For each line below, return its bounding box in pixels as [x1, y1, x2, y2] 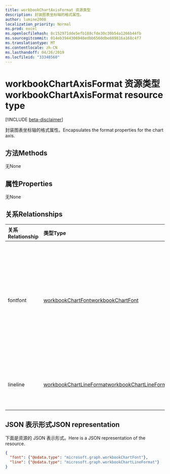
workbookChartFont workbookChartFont [43, 297, 139, 304]
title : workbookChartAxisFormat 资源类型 [5, 7, 91, 13]
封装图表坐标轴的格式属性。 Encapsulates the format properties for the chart [5, 127, 163, 133]
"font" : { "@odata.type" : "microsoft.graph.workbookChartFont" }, [10, 455, 148, 460]
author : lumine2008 [5, 17, 47, 22]
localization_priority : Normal [5, 21, 71, 27]
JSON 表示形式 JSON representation [5, 420, 120, 429]
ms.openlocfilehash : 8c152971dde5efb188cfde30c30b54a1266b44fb [5, 31, 142, 36]
